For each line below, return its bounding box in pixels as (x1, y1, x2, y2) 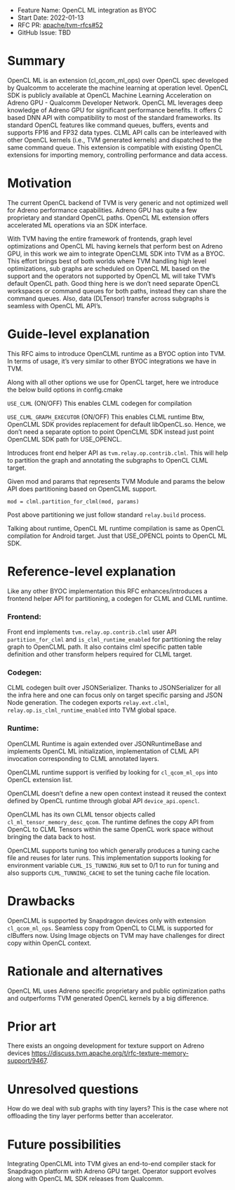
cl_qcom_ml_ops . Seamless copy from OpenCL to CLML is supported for (7, 923, 214, 932)
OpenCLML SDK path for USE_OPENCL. (7, 435, 122, 443)
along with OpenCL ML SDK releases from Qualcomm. (7, 1175, 164, 1183)
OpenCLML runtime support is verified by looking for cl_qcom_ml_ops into (7, 768, 218, 776)
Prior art (7, 1018, 56, 1034)
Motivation (7, 176, 72, 192)
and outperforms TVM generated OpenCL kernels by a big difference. (7, 993, 209, 1003)
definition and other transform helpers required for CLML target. (7, 650, 193, 659)
